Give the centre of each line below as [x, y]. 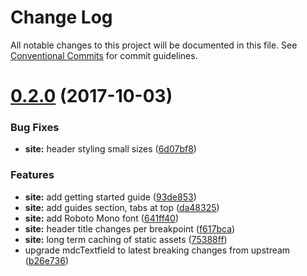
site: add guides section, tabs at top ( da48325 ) [122, 207]
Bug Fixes [35, 128]
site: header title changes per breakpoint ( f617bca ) [130, 228]
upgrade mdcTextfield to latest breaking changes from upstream [157, 250]
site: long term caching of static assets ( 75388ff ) [126, 239]
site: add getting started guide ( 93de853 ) [110, 197]
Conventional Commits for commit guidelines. [104, 55]
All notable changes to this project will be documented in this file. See [154, 45]
